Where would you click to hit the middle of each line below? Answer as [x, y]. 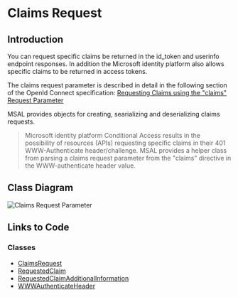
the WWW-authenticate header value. [80, 166]
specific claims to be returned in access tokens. [77, 71]
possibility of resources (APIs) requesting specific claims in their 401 [125, 143]
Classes [22, 248]
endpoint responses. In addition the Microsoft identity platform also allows [116, 64]
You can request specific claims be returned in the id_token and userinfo [113, 56]
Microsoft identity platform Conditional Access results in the [113, 135]
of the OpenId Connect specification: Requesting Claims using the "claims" [117, 93]
